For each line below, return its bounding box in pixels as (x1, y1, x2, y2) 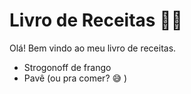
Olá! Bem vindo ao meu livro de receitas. (9, 42, 177, 54)
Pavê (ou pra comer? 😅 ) (23, 72, 128, 84)
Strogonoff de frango (23, 61, 112, 73)
